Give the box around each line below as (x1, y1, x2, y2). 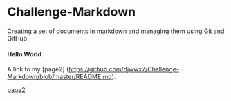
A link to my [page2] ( (7, 65, 69, 74)
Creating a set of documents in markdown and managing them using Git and (7, 27, 225, 35)
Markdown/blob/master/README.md (7, 73, 112, 81)
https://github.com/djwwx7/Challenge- (68, 65, 180, 74)
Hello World (7, 49, 42, 58)
